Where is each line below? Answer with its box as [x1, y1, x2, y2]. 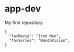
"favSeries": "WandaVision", [9, 38, 70, 43]
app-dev [4, 3, 41, 14]
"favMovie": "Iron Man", [9, 33, 61, 38]
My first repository [4, 19, 43, 25]
